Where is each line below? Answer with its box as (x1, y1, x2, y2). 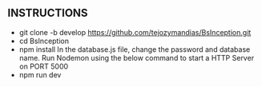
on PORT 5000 (18, 61, 69, 71)
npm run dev (18, 69, 62, 79)
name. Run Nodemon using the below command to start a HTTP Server (18, 53, 254, 62)
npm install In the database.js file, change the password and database (18, 44, 251, 54)
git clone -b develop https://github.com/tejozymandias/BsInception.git (18, 27, 252, 37)
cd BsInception (18, 36, 70, 45)
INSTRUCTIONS (7, 6, 89, 20)
